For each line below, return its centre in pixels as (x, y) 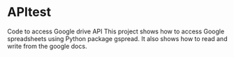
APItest (29, 12)
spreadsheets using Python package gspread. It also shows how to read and (117, 38)
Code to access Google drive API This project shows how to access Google (116, 31)
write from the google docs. (47, 46)
